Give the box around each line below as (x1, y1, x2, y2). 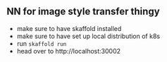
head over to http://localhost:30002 (16, 46, 121, 55)
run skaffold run (16, 39, 67, 48)
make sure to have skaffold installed (16, 24, 122, 32)
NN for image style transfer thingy (6, 6, 160, 18)
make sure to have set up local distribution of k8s (16, 32, 160, 40)
